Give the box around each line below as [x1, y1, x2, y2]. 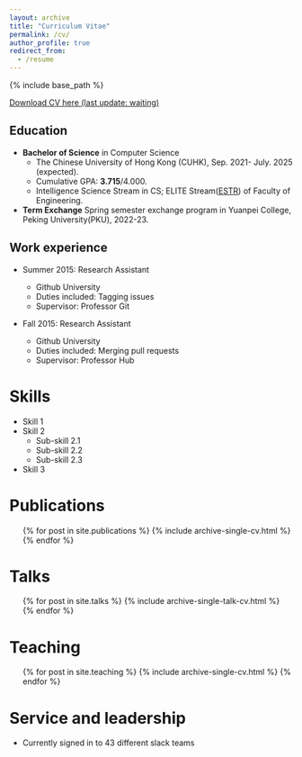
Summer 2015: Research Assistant [22, 264, 150, 275]
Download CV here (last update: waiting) [9, 97, 160, 108]
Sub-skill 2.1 [35, 435, 81, 446]
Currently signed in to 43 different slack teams [22, 737, 195, 748]
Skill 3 [22, 464, 46, 474]
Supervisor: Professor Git [35, 301, 130, 311]
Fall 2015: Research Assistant [22, 318, 131, 329]
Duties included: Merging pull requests [35, 345, 180, 356]
